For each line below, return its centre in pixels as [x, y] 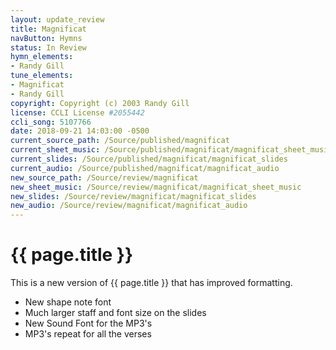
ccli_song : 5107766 [51, 122]
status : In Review [48, 47]
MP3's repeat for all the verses [88, 334]
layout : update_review [57, 19]
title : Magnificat [48, 29]
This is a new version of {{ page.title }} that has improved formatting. [151, 283]
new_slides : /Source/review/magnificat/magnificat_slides [133, 196]
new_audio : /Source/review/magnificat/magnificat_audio [129, 206]
